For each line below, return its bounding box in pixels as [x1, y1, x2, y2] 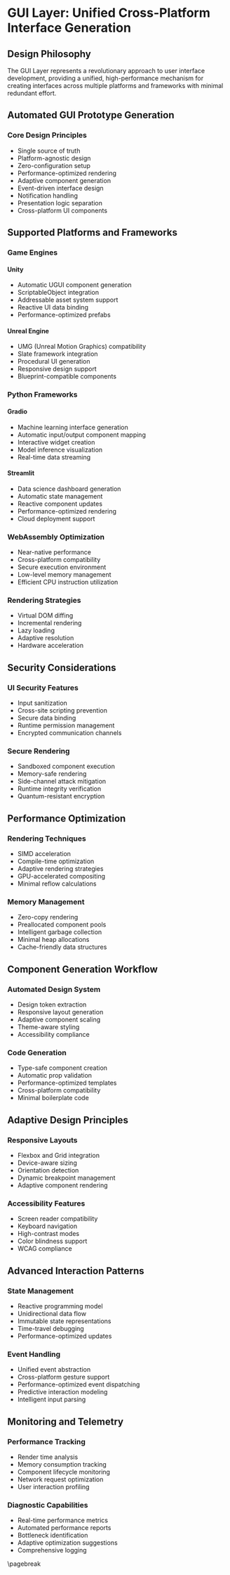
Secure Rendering [7, 746, 70, 755]
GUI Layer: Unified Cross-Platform [7, 5, 210, 21]
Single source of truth [17, 146, 81, 155]
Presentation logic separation [17, 198, 103, 207]
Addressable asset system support [17, 295, 119, 304]
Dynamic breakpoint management [17, 1173, 116, 1182]
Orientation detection [17, 1166, 79, 1174]
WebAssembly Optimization [7, 532, 105, 542]
